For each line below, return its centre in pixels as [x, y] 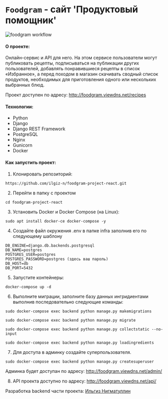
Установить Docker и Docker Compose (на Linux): [66, 212]
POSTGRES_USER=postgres [31, 254]
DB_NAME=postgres [24, 250]
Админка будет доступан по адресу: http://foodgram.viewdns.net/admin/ [84, 371]
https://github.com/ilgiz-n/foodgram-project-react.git [66, 183]
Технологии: [19, 107]
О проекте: [18, 46]
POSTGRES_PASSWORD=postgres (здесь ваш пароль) [57, 259]
